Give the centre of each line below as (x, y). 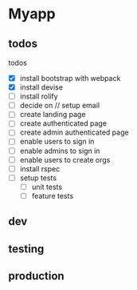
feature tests (53, 195)
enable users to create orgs (65, 159)
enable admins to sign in (60, 151)
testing (26, 249)
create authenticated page (63, 123)
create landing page (53, 115)
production (37, 276)
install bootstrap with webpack (70, 78)
